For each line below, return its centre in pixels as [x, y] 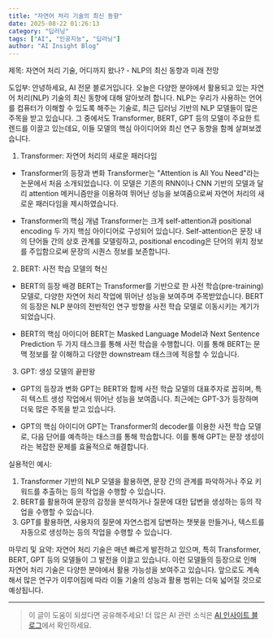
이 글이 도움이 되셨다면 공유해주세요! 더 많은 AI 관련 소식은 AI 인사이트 [139, 615]
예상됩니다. [26, 590]
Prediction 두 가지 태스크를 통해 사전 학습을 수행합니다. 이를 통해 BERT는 [136, 344]
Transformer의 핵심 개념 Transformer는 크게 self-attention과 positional [136, 221]
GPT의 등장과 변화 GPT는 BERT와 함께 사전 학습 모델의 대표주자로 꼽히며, [136, 389]
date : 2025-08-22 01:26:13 [54, 24]
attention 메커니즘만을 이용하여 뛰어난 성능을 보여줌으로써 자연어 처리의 [142, 194]
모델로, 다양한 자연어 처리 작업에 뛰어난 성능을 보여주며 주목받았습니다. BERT [142, 296]
